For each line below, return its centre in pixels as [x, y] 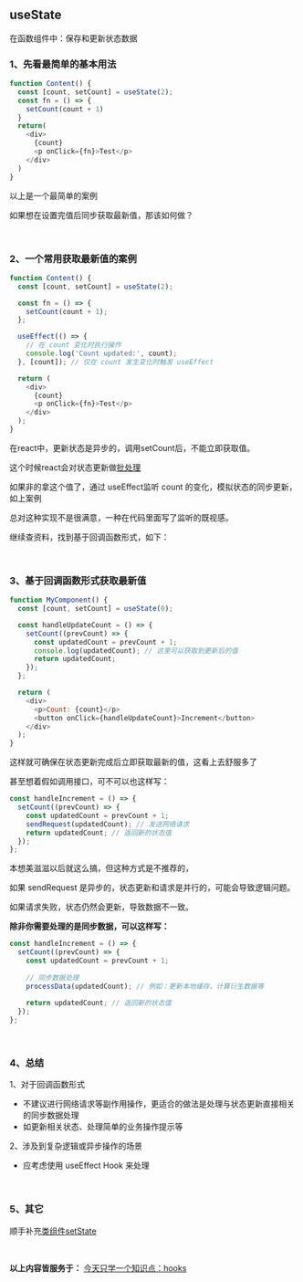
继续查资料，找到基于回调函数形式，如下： [89, 537]
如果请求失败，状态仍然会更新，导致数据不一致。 [101, 907]
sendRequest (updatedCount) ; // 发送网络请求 [108, 824]
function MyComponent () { [58, 600]
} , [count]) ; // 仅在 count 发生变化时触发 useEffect [116, 362]
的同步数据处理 [51, 1115]
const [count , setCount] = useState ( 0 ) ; [95, 609]
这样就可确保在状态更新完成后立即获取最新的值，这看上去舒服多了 [133, 762]
